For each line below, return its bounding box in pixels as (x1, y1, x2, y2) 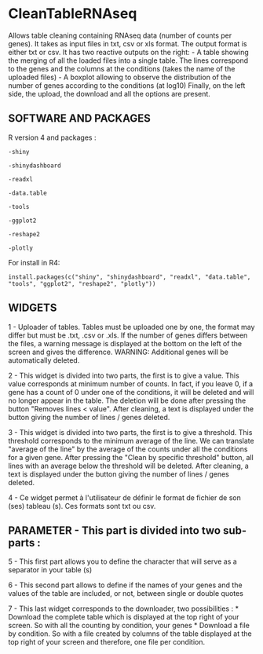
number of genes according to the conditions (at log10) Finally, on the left (8, 80, 246, 90)
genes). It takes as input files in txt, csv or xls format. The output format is (8, 38, 247, 48)
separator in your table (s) (8, 565, 93, 575)
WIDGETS (8, 301, 57, 315)
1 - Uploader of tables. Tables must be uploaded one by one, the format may (8, 322, 255, 331)
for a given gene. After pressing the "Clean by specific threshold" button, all (8, 452, 254, 462)
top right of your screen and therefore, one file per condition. (8, 638, 206, 647)
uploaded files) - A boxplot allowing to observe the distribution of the (8, 72, 232, 82)
